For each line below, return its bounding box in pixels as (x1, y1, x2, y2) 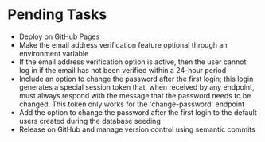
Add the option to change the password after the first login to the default (18, 107, 258, 117)
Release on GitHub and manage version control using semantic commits (18, 125, 255, 134)
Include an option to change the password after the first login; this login (18, 74, 254, 83)
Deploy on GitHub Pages (18, 32, 100, 41)
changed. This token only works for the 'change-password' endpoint (18, 99, 244, 109)
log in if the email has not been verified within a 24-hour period (18, 65, 227, 75)
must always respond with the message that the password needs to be (18, 90, 251, 100)
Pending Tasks (7, 6, 107, 24)
